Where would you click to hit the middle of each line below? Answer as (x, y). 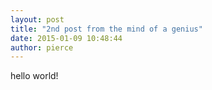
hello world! (34, 76)
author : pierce (42, 47)
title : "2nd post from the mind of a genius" (106, 29)
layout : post (37, 19)
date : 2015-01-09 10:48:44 (66, 38)
